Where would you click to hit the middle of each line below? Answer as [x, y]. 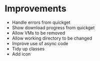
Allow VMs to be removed [38, 33]
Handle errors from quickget [41, 22]
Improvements [35, 9]
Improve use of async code [40, 43]
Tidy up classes [28, 49]
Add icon [21, 54]
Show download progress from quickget [53, 27]
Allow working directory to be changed [52, 38]
